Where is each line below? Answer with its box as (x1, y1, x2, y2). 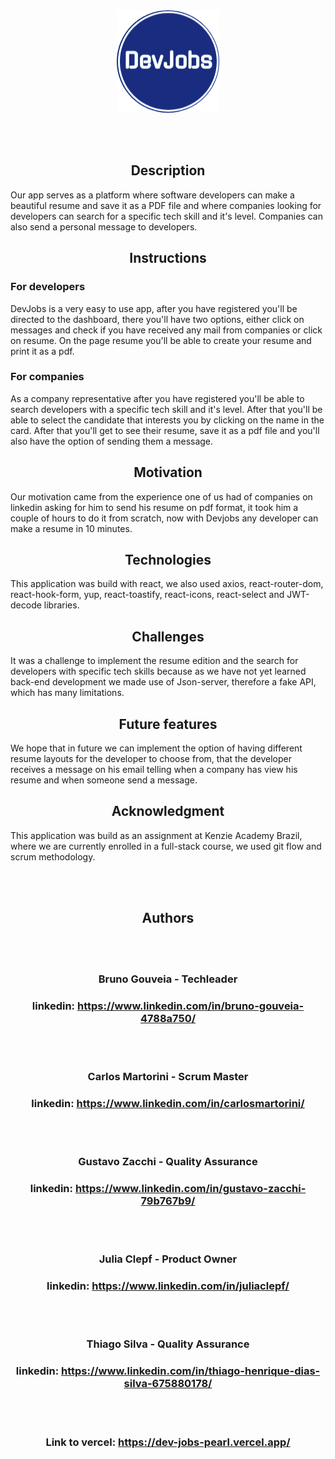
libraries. (43, 599, 80, 611)
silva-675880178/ (123, 1377, 213, 1391)
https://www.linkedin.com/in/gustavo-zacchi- (74, 1181, 307, 1195)
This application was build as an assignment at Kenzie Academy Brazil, (10, 829, 303, 841)
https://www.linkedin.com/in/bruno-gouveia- (76, 999, 305, 1013)
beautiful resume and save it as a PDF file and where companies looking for (10, 199, 322, 211)
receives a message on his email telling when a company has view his (10, 764, 298, 776)
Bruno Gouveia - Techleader (98, 972, 238, 986)
